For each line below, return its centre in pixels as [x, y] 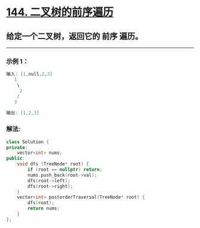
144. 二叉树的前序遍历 [60, 12]
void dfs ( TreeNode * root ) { [53, 164]
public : [16, 159]
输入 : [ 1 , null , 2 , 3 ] [29, 74]
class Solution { [28, 142]
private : [17, 147]
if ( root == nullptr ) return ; [65, 170]
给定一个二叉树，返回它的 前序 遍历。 [74, 36]
